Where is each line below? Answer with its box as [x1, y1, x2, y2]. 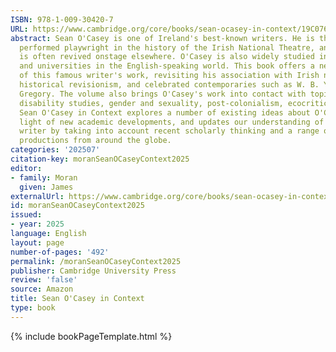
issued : [10, 210, 43, 220]
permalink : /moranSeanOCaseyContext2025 [10, 256, 182, 266]
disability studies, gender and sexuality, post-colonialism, [19, 98, 284, 108]
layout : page [10, 237, 65, 248]
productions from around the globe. [19, 136, 172, 146]
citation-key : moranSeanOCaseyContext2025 [10, 154, 190, 164]
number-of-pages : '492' [10, 247, 110, 257]
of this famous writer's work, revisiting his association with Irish [19, 71, 320, 81]
